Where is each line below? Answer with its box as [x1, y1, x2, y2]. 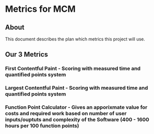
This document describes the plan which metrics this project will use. [5, 36, 146, 42]
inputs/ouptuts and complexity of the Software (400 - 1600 [5, 116, 150, 123]
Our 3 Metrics [5, 50, 48, 59]
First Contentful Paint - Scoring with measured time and [5, 65, 141, 72]
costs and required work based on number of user [5, 110, 127, 117]
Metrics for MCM [5, 3, 76, 15]
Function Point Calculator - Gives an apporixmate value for [5, 104, 148, 111]
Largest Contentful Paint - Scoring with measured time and [5, 85, 148, 92]
